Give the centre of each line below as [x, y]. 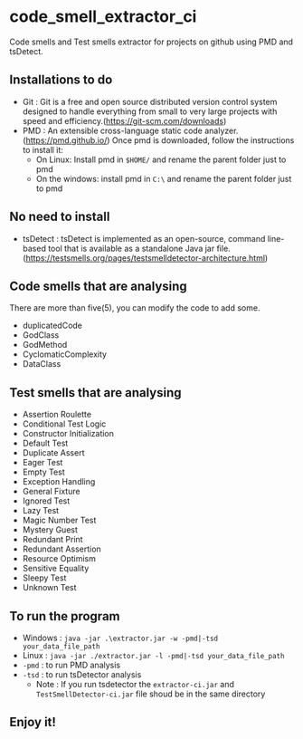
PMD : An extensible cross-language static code [113, 130]
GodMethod [45, 345]
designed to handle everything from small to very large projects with [150, 111]
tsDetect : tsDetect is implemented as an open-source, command [144, 238]
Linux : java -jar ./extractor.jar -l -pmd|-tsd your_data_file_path [153, 655]
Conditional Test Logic [64, 424]
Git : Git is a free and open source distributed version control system [150, 101]
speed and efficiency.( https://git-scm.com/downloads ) [124, 120]
